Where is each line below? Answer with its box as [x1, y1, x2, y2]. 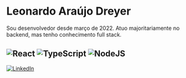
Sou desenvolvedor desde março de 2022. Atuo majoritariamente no [6, 24, 180, 32]
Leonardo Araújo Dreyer [6, 4, 131, 18]
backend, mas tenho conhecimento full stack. [6, 30, 122, 38]
